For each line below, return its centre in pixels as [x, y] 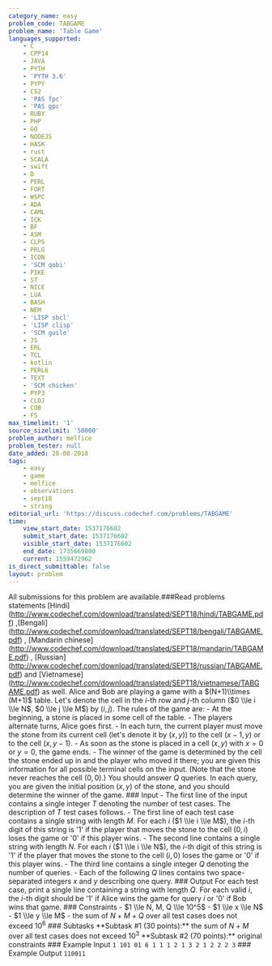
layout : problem [36, 574]
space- [233, 873]
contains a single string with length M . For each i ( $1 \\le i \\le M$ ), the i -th [132, 821]
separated [25, 882]
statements [27, 606]
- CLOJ [34, 401]
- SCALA [36, 159]
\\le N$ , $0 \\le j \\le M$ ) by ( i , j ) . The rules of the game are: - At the [120, 709]
